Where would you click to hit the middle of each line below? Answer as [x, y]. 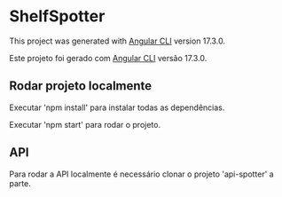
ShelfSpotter [57, 16]
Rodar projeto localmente [81, 86]
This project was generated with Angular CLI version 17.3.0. [117, 41]
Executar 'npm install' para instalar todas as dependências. [117, 107]
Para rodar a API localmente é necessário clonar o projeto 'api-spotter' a [141, 174]
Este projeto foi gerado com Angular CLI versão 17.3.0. [108, 58]
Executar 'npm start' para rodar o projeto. [85, 124]
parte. [20, 183]
